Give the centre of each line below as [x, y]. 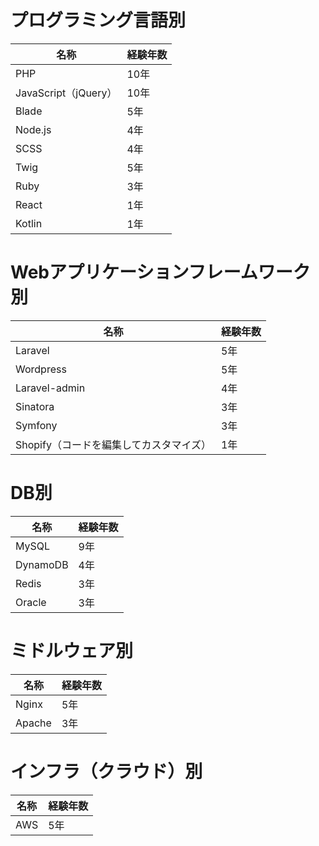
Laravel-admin [50, 388]
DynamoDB [42, 564]
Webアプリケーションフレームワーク [160, 272]
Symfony [36, 425]
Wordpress [41, 369]
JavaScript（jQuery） [66, 93]
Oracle [31, 602]
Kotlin [29, 223]
